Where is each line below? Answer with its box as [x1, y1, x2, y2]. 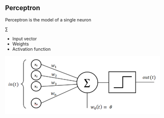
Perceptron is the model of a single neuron [5, 17, 92, 22]
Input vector [12, 36, 37, 41]
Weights [12, 41, 29, 47]
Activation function [12, 46, 51, 52]
